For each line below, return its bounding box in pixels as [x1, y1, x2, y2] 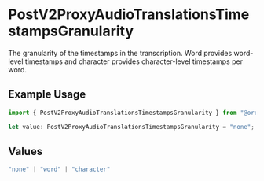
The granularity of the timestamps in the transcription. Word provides [8, 48, 233, 57]
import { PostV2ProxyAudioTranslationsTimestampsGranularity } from [8, 109, 237, 116]
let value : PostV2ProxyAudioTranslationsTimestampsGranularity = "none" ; [8, 123, 255, 131]
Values [8, 144, 43, 158]
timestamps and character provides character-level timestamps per [24, 57, 244, 66]
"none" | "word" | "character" [8, 165, 111, 174]
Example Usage [8, 88, 86, 102]
